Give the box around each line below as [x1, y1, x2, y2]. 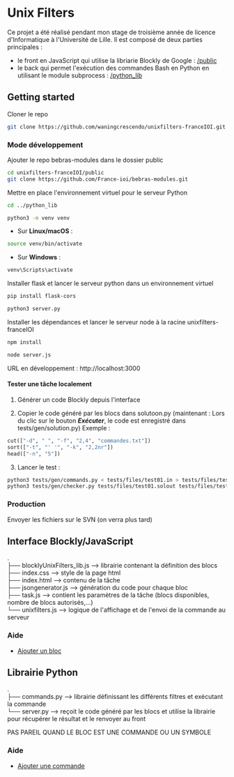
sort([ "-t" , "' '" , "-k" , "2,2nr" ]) [7, 444, 114, 451]
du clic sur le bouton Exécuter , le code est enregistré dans [17, 416, 186, 425]
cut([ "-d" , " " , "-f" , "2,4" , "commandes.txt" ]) [7, 437, 151, 444]
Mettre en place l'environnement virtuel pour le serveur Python [7, 188, 188, 197]
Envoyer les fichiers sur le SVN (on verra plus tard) [7, 515, 153, 524]
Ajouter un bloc [17, 647, 62, 655]
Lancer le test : [17, 462, 61, 472]
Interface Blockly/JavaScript [7, 535, 134, 547]
